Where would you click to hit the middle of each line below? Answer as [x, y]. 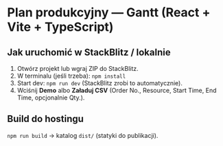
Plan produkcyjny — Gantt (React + [109, 13]
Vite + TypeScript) [60, 27]
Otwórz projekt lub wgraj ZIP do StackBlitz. [78, 69]
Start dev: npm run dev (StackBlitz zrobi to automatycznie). [100, 83]
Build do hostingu [46, 119]
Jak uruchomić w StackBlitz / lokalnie [89, 52]
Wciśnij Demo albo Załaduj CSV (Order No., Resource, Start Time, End [117, 90]
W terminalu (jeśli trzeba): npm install [71, 76]
